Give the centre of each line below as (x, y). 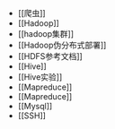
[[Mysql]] (35, 106)
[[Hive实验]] (40, 77)
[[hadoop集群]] (46, 34)
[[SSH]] (32, 116)
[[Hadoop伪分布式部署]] (62, 45)
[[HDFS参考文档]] (50, 56)
